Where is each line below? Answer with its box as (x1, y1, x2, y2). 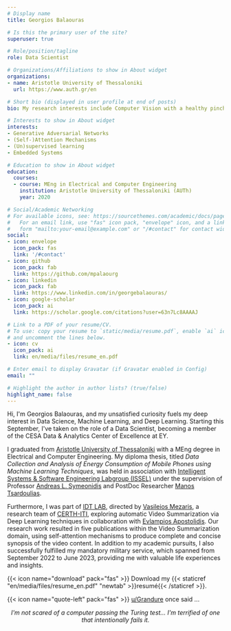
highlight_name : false (7, 391, 72, 398)
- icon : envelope (7, 239, 57, 246)
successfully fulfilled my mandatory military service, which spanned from (7, 546, 215, 555)
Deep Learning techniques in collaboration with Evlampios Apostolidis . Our (7, 517, 219, 525)
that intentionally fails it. (81, 616, 150, 624)
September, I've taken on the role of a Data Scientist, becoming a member (7, 425, 217, 433)
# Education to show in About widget (7, 161, 115, 169)
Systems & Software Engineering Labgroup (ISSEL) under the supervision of (7, 474, 223, 483)
